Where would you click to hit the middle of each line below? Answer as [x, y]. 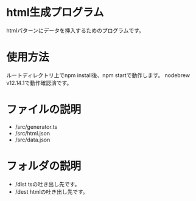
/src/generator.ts [36, 127]
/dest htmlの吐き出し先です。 [51, 191]
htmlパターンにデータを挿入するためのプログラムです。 [75, 30]
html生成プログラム [55, 12]
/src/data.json [33, 140]
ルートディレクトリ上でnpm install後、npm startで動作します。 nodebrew [98, 75]
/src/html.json [33, 133]
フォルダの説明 [44, 166]
